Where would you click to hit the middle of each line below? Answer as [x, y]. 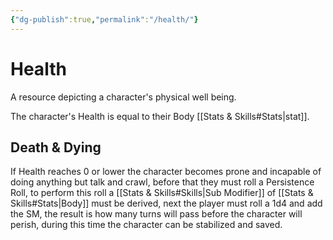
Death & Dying [56, 147]
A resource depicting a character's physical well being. [123, 97]
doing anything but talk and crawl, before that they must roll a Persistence [162, 182]
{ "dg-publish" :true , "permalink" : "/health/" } [104, 19]
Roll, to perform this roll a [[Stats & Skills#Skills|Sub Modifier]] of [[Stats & [162, 193]
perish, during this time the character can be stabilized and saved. [146, 225]
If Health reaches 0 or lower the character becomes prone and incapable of [166, 172]
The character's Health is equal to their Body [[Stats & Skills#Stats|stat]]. [160, 116]
